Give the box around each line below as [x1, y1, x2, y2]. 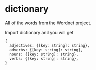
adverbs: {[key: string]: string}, [9, 47, 83, 52]
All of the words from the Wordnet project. [5, 20, 92, 26]
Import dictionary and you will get [5, 29, 74, 35]
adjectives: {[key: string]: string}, [9, 43, 90, 48]
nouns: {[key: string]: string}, [9, 52, 79, 57]
